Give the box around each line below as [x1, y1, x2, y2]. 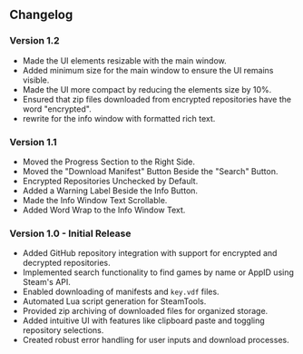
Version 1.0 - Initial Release [9, 227, 132, 240]
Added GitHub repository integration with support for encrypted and [22, 248, 278, 259]
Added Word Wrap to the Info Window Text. [22, 204, 186, 215]
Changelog [9, 7, 73, 23]
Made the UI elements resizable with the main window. [22, 54, 227, 66]
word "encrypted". [22, 103, 93, 114]
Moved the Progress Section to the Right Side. [22, 156, 196, 167]
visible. [22, 74, 50, 85]
